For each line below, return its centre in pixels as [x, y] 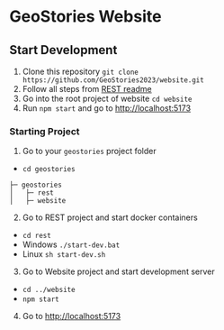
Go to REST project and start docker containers [110, 217]
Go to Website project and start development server [118, 271]
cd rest [36, 236]
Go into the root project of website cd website [107, 98]
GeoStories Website [85, 17]
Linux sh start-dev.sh [64, 254]
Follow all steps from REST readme [87, 89]
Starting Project [45, 131]
